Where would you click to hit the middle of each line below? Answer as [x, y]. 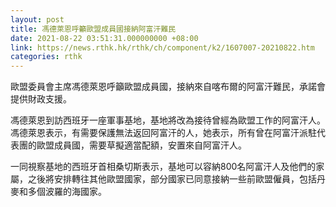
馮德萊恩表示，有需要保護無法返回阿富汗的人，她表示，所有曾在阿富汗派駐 [163, 133]
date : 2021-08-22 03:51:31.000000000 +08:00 [104, 38]
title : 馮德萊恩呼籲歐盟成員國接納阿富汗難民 [93, 29]
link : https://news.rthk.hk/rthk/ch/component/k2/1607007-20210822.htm [162, 47]
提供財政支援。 [41, 99]
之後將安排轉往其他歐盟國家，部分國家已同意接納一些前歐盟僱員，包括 [172, 179]
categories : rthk [46, 57]
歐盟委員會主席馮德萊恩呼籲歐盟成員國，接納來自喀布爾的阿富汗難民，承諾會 [168, 87]
